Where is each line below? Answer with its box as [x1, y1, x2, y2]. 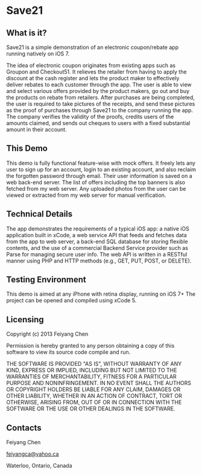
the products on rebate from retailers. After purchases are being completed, [6, 94, 195, 101]
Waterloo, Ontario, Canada [6, 462, 72, 470]
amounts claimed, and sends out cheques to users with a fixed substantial [6, 120, 191, 127]
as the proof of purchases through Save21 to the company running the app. [6, 107, 194, 113]
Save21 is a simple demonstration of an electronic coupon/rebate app [6, 43, 179, 51]
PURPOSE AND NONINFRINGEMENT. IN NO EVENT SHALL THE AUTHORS [6, 380, 192, 387]
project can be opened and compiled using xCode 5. [6, 297, 137, 304]
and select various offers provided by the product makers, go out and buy [6, 88, 190, 94]
